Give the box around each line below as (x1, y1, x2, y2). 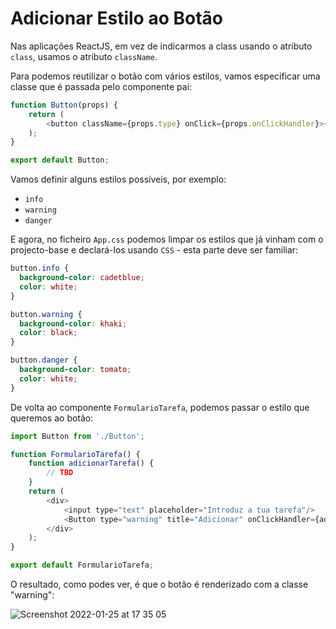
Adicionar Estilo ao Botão (10, 7, 223, 30)
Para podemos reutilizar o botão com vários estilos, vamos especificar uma (10, 70, 321, 82)
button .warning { (10, 309, 83, 319)
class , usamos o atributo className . (10, 50, 158, 62)
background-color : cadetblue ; (19, 273, 145, 283)
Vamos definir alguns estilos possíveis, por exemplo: (10, 173, 227, 186)
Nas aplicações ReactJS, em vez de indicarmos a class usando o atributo (10, 40, 313, 52)
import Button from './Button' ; (10, 431, 145, 441)
